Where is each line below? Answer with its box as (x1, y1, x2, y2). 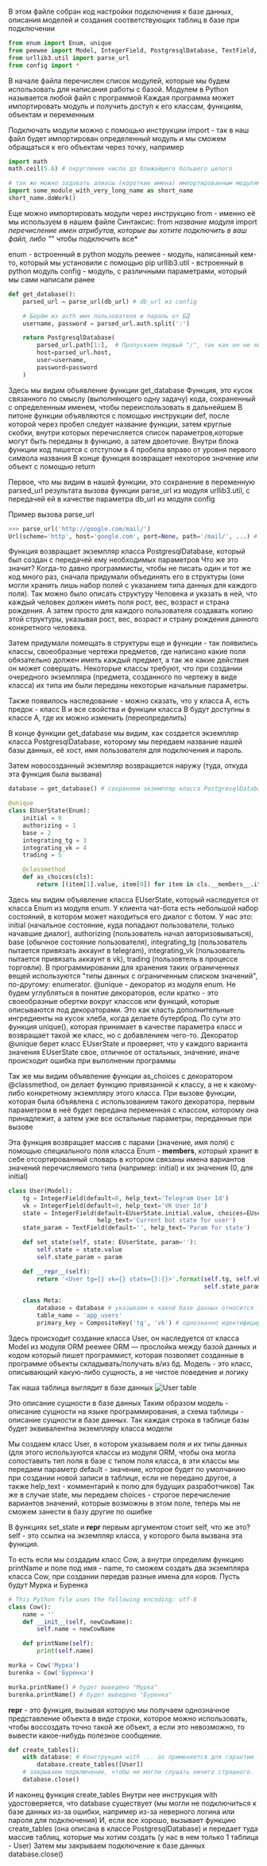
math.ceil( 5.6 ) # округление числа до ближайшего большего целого (8, 165, 233, 173)
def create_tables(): (8, 1746, 80, 1754)
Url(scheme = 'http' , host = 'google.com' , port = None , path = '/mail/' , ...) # (8, 532, 258, 541)
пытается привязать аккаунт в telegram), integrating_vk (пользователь (8, 945, 246, 955)
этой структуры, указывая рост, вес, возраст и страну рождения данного (8, 614, 259, 624)
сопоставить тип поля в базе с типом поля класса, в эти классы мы (8, 1455, 240, 1466)
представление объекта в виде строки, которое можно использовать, (8, 1714, 248, 1723)
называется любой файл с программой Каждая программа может (8, 93, 234, 102)
